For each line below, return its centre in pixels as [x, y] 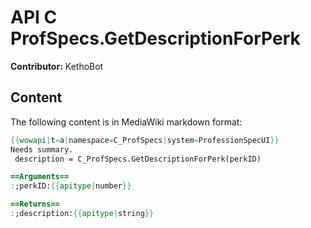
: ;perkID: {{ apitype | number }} [71, 186]
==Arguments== [40, 177]
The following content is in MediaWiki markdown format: [126, 122]
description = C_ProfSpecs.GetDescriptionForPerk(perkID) [138, 159]
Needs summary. [42, 149]
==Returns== [35, 204]
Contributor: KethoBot [57, 66]
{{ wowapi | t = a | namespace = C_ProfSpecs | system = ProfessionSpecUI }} [145, 140]
